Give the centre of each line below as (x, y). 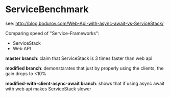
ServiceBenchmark (47, 9)
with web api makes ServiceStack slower (48, 89)
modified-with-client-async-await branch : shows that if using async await (85, 83)
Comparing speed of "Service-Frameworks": (52, 33)
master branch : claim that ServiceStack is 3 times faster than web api (79, 58)
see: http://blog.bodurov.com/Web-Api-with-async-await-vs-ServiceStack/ (84, 23)
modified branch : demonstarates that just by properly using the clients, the (84, 68)
